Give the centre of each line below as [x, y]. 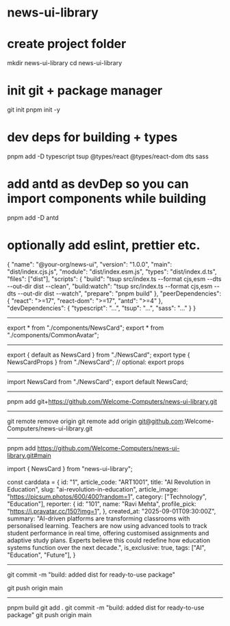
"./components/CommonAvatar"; [53, 335]
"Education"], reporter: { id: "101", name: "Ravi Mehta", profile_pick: [102, 504]
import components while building [107, 198]
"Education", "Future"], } [41, 555]
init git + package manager [85, 91]
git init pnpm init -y [34, 110]
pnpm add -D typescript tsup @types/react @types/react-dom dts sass [108, 156]
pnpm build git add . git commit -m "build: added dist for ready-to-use [106, 607]
